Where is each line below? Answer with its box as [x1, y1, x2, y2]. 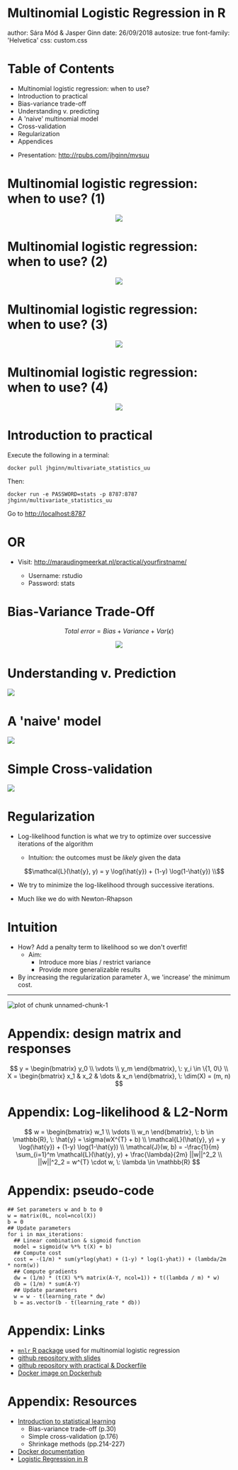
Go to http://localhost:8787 [7, 509, 86, 518]
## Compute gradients [13, 1268, 78, 1275]
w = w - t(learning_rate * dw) [13, 1293, 106, 1300]
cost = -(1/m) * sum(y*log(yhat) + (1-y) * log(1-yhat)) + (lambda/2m [13, 1255, 227, 1263]
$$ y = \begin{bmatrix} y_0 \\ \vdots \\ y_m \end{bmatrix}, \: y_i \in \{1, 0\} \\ [9, 1064, 229, 1073]
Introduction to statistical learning [17, 1417, 116, 1425]
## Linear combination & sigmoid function [13, 1237, 141, 1244]
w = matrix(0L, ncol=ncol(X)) [7, 1212, 97, 1219]
